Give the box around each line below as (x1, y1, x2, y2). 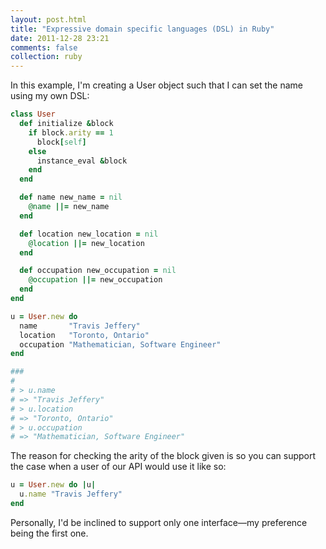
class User (10, 109, 56, 120)
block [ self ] (36, 137, 87, 147)
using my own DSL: (10, 90, 90, 102)
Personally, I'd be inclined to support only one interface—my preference (10, 516, 308, 528)
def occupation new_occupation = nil (19, 266, 177, 276)
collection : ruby (10, 52, 83, 62)
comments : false (10, 42, 78, 53)
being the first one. (10, 527, 89, 539)
